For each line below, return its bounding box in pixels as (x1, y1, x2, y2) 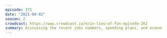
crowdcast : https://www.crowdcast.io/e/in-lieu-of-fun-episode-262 (5, 21, 148, 26)
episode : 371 (5, 7, 32, 12)
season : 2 (5, 16, 26, 21)
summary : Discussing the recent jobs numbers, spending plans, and (5, 26, 148, 31)
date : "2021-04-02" (5, 12, 46, 17)
